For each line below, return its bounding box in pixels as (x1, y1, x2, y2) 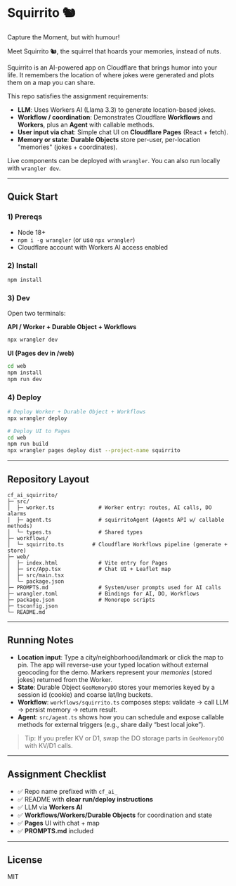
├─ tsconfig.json (7, 602, 58, 610)
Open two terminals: (7, 309, 66, 318)
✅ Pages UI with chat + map (17, 818, 100, 827)
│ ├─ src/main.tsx (7, 572, 65, 579)
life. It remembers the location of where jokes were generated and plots (7, 70, 214, 79)
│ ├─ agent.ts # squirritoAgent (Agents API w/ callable (7, 516, 225, 523)
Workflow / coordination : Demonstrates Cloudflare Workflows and (17, 113, 213, 121)
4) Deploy (7, 392, 41, 402)
